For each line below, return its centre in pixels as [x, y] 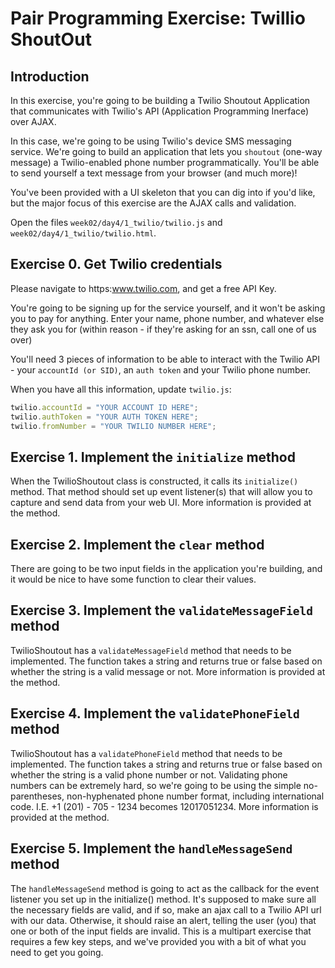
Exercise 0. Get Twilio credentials [116, 264]
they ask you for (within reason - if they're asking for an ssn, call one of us [163, 329]
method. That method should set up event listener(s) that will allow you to [161, 492]
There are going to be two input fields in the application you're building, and [166, 569]
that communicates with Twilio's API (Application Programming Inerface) [160, 111]
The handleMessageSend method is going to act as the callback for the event [165, 888]
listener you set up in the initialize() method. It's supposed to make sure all [163, 899]
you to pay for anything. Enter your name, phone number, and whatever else [167, 318]
